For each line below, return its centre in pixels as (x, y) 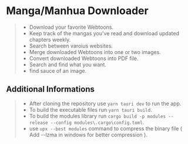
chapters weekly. (50, 39)
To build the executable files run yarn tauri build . (90, 109)
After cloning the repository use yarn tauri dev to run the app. (105, 103)
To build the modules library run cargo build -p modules (98, 116)
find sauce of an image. (58, 71)
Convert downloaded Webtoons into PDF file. (84, 58)
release (38, 123)
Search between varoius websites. (71, 46)
